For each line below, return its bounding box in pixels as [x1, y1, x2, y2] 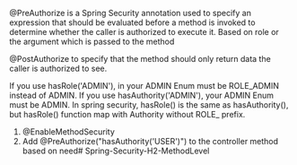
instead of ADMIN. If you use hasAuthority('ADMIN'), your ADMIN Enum [9, 90, 275, 100]
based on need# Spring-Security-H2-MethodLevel [22, 145, 210, 156]
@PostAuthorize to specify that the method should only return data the [9, 54, 271, 64]
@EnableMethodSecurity [22, 126, 115, 137]
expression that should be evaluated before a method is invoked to [9, 17, 256, 28]
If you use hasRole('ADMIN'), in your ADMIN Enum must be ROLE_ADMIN [9, 81, 280, 91]
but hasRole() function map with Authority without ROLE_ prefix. [9, 109, 246, 119]
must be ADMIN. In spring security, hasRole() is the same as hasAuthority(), [9, 100, 289, 110]
